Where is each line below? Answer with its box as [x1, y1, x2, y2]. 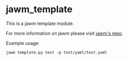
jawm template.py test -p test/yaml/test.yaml [6, 50, 107, 55]
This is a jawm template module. [6, 20, 74, 26]
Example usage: [6, 40, 40, 46]
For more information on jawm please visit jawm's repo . [6, 30, 123, 36]
